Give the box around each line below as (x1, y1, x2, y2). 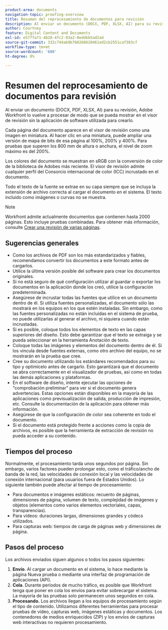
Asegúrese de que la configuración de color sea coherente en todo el (12, 411, 156, 417)
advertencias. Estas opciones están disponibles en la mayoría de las (12, 390, 153, 396)
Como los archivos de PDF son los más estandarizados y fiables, (12, 252, 146, 258)
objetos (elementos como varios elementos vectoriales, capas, (12, 502, 141, 508)
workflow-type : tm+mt (5, 44, 50, 49)
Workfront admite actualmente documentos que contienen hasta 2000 (5, 213, 150, 220)
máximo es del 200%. (5, 148, 50, 154)
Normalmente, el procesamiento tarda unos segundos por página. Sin (5, 460, 148, 466)
